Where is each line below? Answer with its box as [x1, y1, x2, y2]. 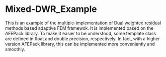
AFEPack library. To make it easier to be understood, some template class [5, 30, 156, 36]
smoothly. [5, 46, 26, 52]
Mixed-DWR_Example [5, 3, 97, 15]
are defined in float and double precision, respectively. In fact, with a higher [5, 36, 160, 42]
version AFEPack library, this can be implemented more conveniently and [5, 41, 155, 47]
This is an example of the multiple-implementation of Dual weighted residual [5, 20, 162, 26]
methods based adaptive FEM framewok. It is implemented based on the [5, 25, 154, 31]
